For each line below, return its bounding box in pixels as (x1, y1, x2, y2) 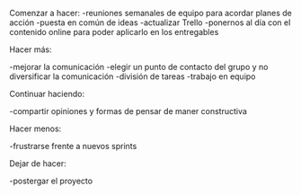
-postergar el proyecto (9, 175, 93, 186)
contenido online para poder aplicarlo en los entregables (9, 27, 219, 37)
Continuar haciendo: (9, 89, 85, 99)
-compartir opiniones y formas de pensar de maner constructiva (9, 106, 247, 116)
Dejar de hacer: (9, 158, 67, 169)
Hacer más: (9, 44, 52, 55)
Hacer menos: (9, 123, 62, 134)
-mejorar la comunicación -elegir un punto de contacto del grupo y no (9, 62, 269, 72)
